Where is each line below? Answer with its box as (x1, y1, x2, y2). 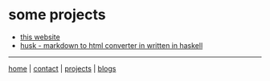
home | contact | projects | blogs (8, 63, 117, 73)
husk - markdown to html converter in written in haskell (19, 40, 203, 50)
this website (19, 32, 60, 42)
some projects (8, 6, 106, 24)
